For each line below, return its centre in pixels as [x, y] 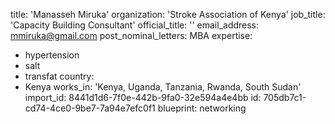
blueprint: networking [202, 108]
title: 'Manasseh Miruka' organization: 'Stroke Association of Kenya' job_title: [168, 14]
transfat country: [59, 76]
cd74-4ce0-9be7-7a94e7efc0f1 [90, 108]
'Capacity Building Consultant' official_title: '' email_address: [135, 25]
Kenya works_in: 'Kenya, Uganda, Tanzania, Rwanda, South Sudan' [163, 87]
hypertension [52, 55]
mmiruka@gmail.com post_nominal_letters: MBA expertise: [131, 35]
